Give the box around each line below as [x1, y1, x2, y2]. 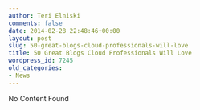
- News [8, 71, 31, 79]
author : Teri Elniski [8, 11, 81, 20]
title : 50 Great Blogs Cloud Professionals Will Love [8, 49, 193, 57]
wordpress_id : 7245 [8, 57, 74, 65]
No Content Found [8, 93, 70, 103]
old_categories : [8, 64, 63, 72]
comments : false [8, 19, 63, 27]
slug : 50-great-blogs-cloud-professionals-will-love [8, 42, 189, 50]
